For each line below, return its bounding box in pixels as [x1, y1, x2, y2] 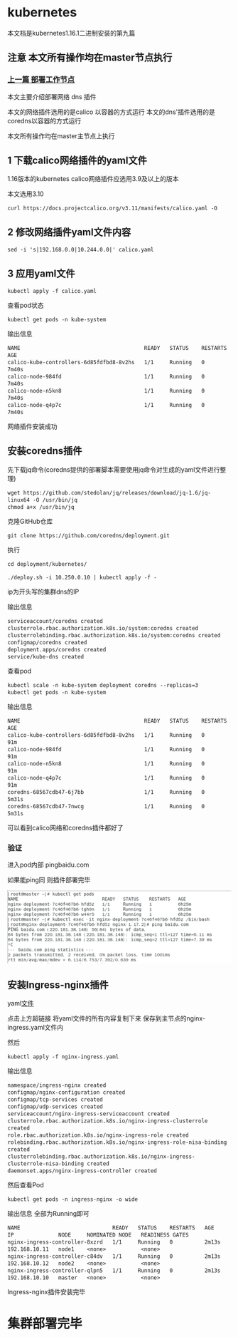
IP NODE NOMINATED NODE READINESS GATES [7, 1232, 190, 1239]
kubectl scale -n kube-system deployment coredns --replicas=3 [7, 681, 199, 688]
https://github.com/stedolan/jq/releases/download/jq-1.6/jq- [23, 489, 212, 496]
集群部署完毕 [7, 1316, 83, 1331]
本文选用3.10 [7, 190, 44, 198]
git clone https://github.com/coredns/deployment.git [7, 532, 171, 539]
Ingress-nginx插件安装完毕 [7, 1288, 86, 1296]
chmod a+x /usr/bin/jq [7, 503, 75, 510]
